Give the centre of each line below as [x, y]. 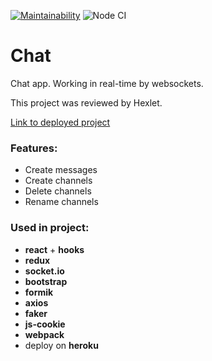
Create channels [58, 181]
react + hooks [54, 249]
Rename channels [61, 202]
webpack [44, 334]
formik [39, 292]
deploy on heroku [61, 345]
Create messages [61, 170]
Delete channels [58, 191]
